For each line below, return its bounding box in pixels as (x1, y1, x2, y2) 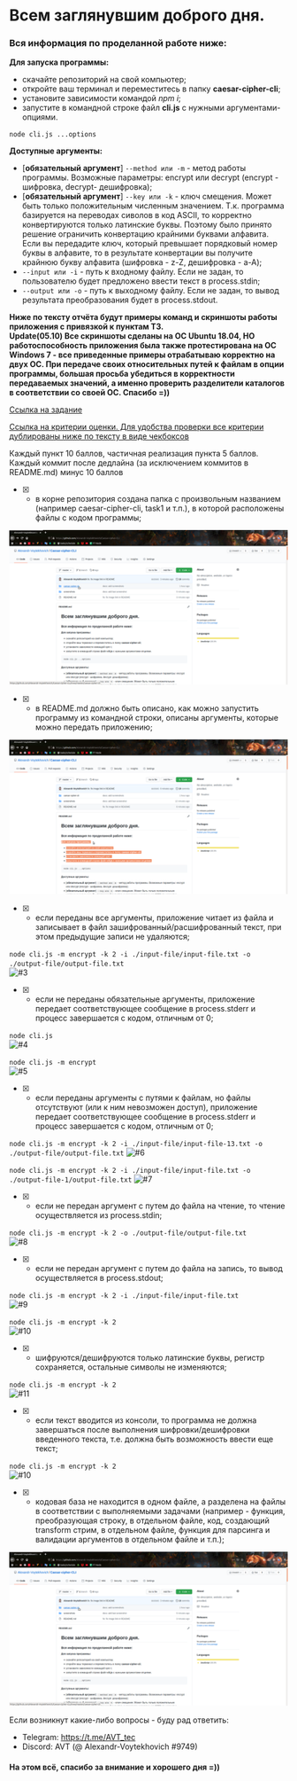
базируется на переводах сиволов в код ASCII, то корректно (21, 210, 252, 221)
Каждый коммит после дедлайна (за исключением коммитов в (9, 457, 249, 468)
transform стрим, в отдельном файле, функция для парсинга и (34, 1524, 270, 1535)
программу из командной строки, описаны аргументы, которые (34, 713, 279, 723)
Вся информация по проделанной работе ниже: (9, 37, 227, 50)
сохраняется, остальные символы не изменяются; (34, 1362, 227, 1372)
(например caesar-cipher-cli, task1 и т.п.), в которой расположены (34, 503, 285, 514)
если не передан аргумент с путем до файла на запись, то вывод (34, 1262, 283, 1273)
